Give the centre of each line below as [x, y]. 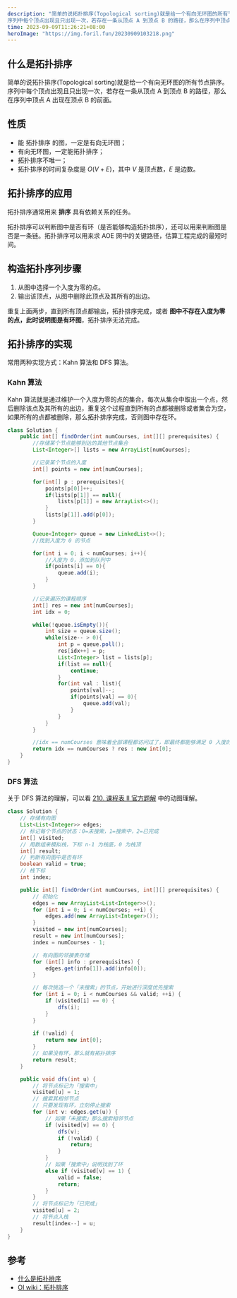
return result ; [55, 1059]
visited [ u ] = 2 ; [56, 1210]
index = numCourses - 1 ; [69, 942]
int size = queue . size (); [83, 631]
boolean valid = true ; [53, 864]
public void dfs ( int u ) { [58, 1079]
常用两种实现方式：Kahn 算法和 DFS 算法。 [70, 362]
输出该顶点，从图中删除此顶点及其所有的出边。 [85, 296]
